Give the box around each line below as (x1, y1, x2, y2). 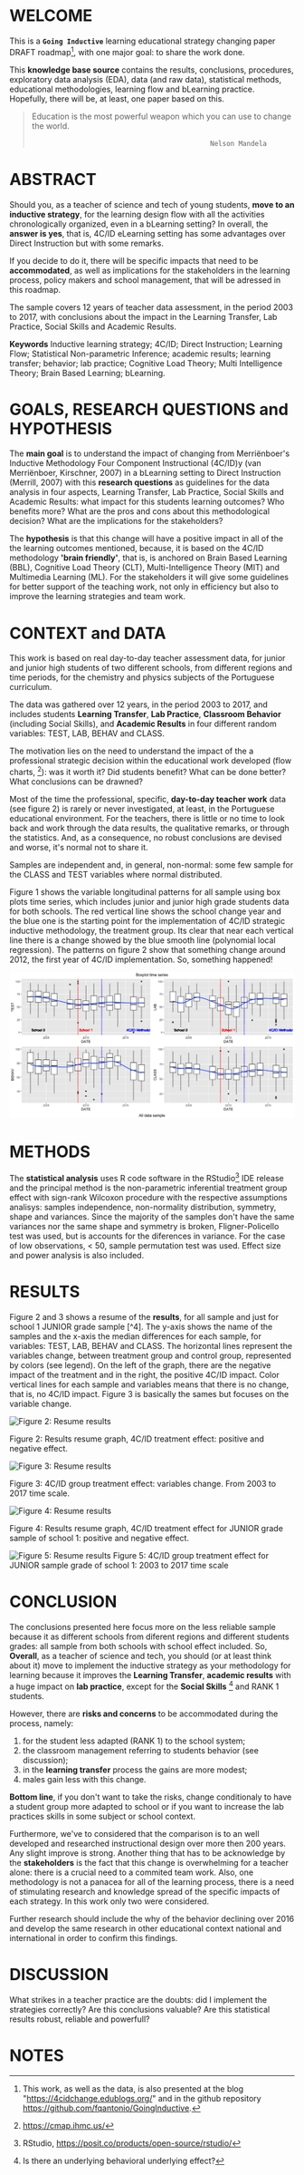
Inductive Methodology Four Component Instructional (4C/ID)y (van (9, 458, 262, 469)
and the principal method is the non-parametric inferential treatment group (9, 1182, 288, 1193)
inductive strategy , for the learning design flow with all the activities (9, 209, 265, 219)
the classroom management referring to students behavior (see (22, 1744, 260, 1755)
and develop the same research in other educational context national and (9, 1923, 282, 1934)
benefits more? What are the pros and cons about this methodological (9, 506, 270, 517)
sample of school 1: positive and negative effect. (9, 1533, 190, 1543)
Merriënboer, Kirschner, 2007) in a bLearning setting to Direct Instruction (9, 468, 281, 479)
